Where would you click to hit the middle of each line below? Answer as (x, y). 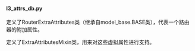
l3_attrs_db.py (24, 8)
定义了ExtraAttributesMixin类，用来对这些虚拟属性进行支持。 (81, 42)
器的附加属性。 (24, 30)
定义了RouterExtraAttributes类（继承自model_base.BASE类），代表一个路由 (98, 22)
